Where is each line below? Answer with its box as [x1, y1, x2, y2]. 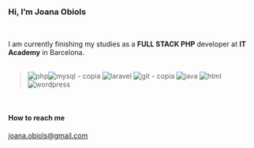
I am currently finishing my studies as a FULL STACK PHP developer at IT [8, 39, 247, 49]
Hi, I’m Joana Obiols [8, 6, 87, 17]
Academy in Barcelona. [8, 48, 85, 57]
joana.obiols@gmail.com [8, 131, 88, 140]
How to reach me [8, 113, 65, 122]
